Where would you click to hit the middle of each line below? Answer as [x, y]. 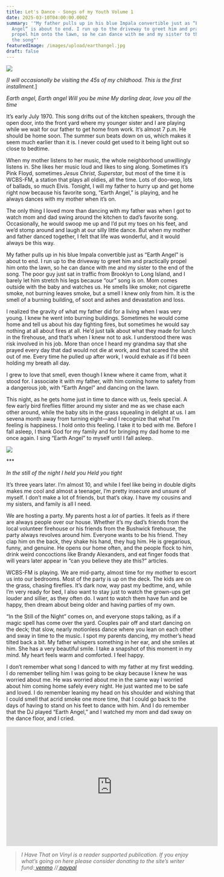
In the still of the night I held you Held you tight [64, 473]
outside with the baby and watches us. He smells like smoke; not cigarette [98, 287]
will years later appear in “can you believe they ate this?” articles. [87, 561]
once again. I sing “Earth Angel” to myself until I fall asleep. [80, 438]
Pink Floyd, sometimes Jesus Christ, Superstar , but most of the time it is [96, 173]
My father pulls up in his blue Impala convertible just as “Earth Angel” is [95, 255]
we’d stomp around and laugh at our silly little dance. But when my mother [98, 230]
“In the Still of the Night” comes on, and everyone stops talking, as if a [94, 616]
